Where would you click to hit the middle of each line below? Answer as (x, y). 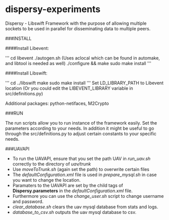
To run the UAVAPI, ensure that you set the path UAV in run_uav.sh (81, 158)
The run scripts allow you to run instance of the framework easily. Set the (81, 123)
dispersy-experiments (53, 9)
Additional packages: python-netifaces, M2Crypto (57, 103)
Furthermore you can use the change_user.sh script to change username (88, 196)
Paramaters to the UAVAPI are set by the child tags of (68, 185)
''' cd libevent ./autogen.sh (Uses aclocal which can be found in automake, (82, 58)
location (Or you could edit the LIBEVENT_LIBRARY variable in (69, 88)
